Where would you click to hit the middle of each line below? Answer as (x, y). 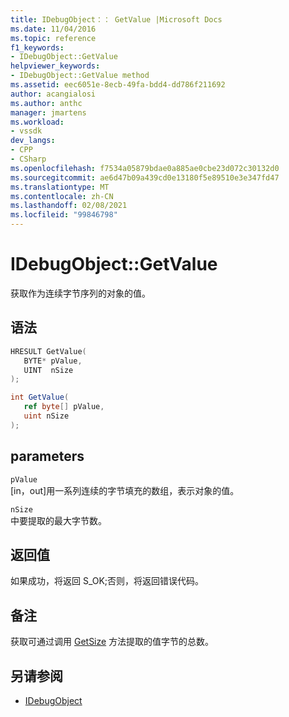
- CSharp (28, 159)
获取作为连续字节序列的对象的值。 (80, 293)
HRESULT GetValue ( (48, 351)
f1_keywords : (37, 47)
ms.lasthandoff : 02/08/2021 (69, 206)
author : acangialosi (53, 94)
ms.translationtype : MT (60, 187)
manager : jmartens (48, 112)
